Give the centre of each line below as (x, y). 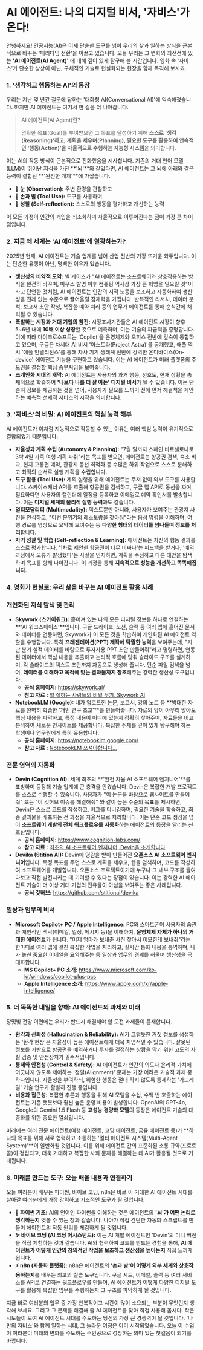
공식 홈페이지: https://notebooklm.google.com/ (81, 740)
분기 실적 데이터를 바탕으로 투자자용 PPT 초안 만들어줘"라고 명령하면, (103, 650)
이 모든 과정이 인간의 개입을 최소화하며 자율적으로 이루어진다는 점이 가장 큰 (94, 217)
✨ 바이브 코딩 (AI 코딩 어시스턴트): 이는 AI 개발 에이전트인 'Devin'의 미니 (100, 1235)
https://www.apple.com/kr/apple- (127, 983)
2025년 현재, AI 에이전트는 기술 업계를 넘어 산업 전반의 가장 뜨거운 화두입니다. (98, 256)
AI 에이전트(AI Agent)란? (50, 120)
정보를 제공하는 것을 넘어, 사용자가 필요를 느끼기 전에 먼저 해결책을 (105, 390)
